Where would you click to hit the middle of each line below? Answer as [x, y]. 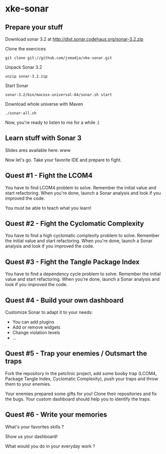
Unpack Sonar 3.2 [24, 67]
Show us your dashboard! [32, 436]
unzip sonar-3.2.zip [27, 76]
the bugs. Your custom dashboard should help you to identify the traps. [78, 399]
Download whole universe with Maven [44, 104]
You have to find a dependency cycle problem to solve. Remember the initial [83, 274]
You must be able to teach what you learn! [48, 208]
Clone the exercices [26, 49]
